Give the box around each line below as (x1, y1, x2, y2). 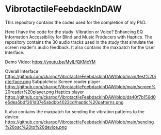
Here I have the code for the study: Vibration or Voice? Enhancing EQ (5, 29, 143, 34)
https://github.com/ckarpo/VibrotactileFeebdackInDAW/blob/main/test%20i (5, 73, 156, 79)
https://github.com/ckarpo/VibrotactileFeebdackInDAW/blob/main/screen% (5, 84, 156, 89)
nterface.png (5, 79, 31, 84)
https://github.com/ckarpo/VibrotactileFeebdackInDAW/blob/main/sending (5, 119, 154, 125)
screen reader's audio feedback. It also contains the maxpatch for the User (5, 44, 155, 50)
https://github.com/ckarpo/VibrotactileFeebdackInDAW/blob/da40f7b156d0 (5, 94, 156, 100)
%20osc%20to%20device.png (5, 124, 67, 130)
